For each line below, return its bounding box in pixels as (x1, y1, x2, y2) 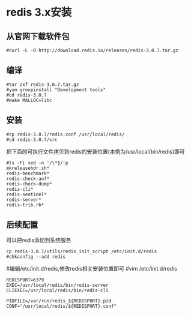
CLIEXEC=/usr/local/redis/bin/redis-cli (6, 287, 109, 294)
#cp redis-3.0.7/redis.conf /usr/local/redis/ (6, 131, 125, 137)
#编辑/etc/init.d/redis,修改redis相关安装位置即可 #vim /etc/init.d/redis (6, 265, 177, 272)
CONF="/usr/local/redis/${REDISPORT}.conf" (6, 304, 117, 310)
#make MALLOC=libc (6, 97, 52, 103)
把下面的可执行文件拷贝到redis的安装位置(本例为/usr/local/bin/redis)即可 (6, 148, 185, 155)
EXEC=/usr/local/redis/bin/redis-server (6, 283, 109, 289)
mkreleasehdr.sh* (6, 165, 50, 171)
